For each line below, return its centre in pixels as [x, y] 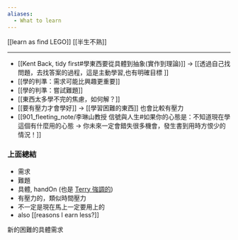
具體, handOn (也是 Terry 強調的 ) [65, 189]
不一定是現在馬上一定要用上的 [61, 207]
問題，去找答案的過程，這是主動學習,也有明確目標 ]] [93, 72]
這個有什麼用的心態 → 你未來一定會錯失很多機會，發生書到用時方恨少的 [122, 126]
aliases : [20, 14]
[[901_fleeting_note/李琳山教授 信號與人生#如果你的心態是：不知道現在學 [124, 116]
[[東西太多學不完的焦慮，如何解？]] [69, 99]
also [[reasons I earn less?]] [58, 214]
